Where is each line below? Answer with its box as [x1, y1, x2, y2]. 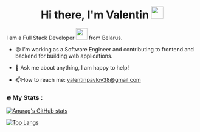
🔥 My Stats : [6, 93, 43, 102]
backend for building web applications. [15, 52, 113, 59]
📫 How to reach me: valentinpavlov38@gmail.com [15, 76, 141, 83]
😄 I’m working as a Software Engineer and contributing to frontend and [15, 45, 195, 53]
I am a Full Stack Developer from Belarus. [6, 34, 123, 41]
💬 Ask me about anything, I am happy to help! [15, 64, 129, 71]
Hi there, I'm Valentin [40, 8, 149, 22]
